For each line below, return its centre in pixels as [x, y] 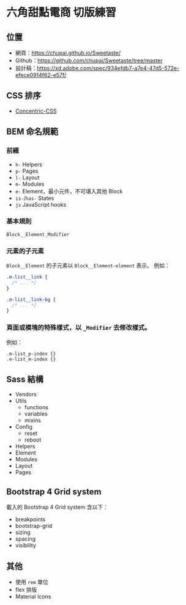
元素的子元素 [25, 251]
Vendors [26, 395]
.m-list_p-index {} [31, 354]
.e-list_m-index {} [31, 359]
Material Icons [33, 596]
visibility [26, 546]
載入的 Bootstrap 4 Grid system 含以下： [58, 507]
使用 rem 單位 [32, 582]
